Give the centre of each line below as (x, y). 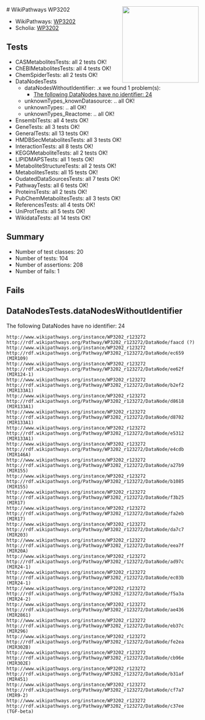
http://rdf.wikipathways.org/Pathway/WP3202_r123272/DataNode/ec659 (95, 353)
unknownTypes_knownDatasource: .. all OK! (80, 101)
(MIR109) (17, 358)
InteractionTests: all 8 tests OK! (54, 146)
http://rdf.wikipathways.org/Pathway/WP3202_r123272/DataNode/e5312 (95, 433)
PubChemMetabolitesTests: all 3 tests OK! (68, 198)
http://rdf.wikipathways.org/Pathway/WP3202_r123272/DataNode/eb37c (95, 626)
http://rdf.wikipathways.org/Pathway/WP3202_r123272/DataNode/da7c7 (95, 529)
